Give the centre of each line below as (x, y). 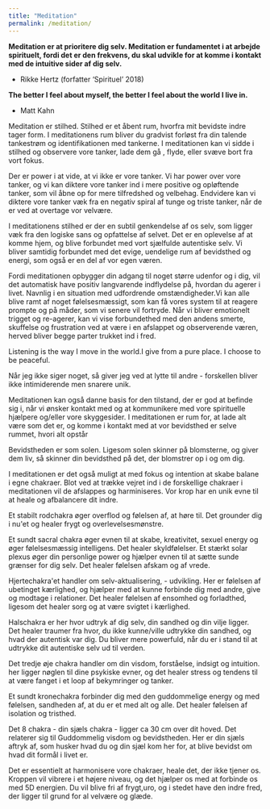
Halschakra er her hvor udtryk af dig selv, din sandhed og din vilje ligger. (129, 622)
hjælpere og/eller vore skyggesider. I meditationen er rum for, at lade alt (127, 417)
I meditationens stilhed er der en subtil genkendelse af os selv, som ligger (131, 226)
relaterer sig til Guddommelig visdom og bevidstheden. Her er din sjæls (127, 737)
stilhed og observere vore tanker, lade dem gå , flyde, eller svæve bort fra (131, 152)
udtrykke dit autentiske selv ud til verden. (77, 648)
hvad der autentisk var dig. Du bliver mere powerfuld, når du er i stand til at (133, 639)
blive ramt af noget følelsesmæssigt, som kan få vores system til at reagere (133, 301)
